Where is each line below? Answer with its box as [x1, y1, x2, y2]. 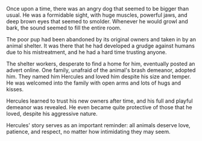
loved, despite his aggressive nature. [6, 110, 98, 117]
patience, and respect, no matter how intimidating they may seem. [6, 128, 171, 135]
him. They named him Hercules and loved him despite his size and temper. [6, 73, 191, 80]
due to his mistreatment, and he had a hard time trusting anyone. [6, 49, 167, 56]
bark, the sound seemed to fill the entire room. [6, 24, 122, 31]
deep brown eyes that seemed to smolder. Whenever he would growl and [6, 18, 188, 25]
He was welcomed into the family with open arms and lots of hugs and [6, 79, 181, 86]
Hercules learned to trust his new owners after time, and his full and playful [6, 97, 193, 104]
